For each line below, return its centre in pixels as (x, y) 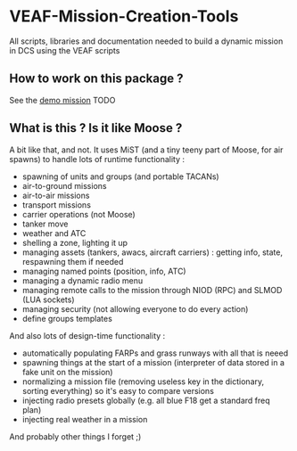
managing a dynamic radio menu (82, 280)
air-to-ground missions (64, 185)
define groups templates (67, 318)
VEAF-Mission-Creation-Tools (124, 16)
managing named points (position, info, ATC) (104, 271)
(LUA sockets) (48, 299)
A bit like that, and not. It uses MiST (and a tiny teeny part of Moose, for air (146, 150)
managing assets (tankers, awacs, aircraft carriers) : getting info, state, (153, 252)
